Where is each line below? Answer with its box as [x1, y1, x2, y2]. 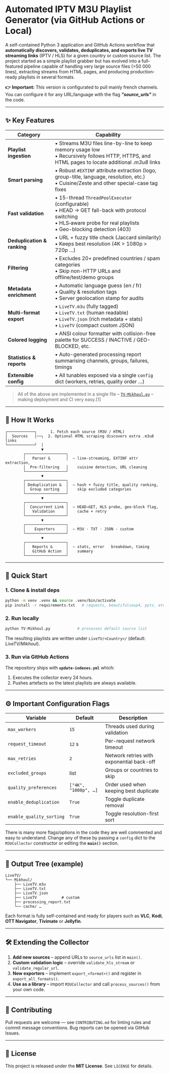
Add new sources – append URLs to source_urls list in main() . [12, 954, 142, 960]
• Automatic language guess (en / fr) [55, 282, 142, 289]
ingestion [8, 152, 31, 159]
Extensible [8, 372, 34, 379]
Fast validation [8, 210, 44, 217]
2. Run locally [5, 614, 39, 621]
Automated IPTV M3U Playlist [5, 4, 132, 15]
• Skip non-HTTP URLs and [55, 267, 121, 274]
